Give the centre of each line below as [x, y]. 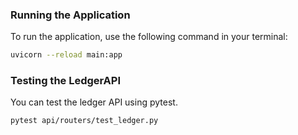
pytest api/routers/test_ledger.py [84, 121]
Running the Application [70, 15]
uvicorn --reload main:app [66, 55]
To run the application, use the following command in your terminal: [149, 37]
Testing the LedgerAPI [66, 81]
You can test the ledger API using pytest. [94, 102]
